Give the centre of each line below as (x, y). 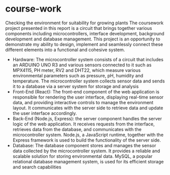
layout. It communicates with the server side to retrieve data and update (88, 108)
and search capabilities (37, 167)
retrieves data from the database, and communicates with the (77, 129)
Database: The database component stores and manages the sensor (84, 145)
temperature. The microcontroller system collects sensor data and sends (89, 81)
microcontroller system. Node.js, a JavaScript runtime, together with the (88, 135)
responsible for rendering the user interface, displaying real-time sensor (88, 97)
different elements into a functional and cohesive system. (65, 50)
